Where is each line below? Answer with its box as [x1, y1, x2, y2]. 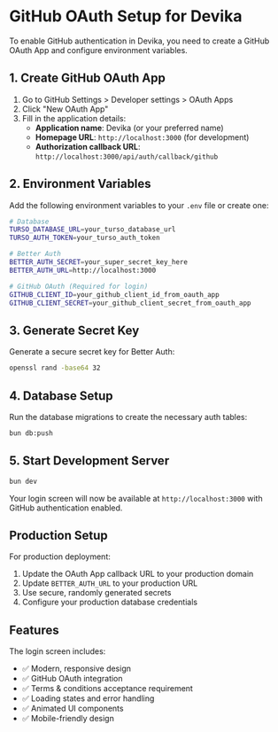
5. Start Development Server [9, 454, 170, 469]
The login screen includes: [9, 646, 106, 657]
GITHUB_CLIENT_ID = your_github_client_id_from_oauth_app [9, 290, 220, 299]
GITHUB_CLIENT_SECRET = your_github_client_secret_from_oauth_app [9, 299, 251, 308]
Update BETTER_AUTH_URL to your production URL [21, 578, 198, 588]
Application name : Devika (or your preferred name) [35, 122, 224, 133]
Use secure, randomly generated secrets [21, 588, 172, 598]
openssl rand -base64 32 [9, 363, 101, 373]
